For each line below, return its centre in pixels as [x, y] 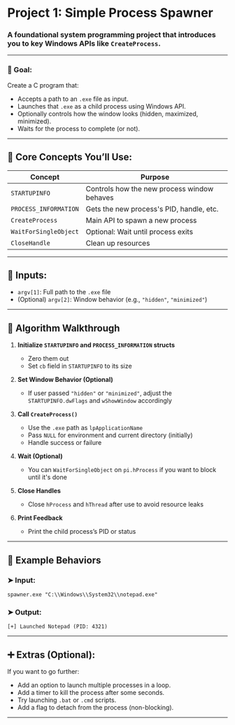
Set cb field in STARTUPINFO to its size [80, 366]
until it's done [48, 477]
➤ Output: [24, 612]
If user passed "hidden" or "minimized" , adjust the [100, 393]
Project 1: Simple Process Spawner [110, 13]
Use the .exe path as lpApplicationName [85, 428]
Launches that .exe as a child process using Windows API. [102, 106]
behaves [100, 198]
